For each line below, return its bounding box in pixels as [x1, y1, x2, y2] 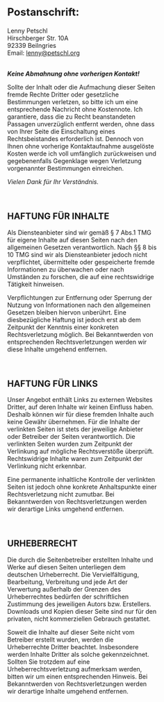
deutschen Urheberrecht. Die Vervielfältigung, [7, 570, 140, 578]
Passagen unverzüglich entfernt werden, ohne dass [7, 119, 155, 128]
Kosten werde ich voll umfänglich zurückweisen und [7, 149, 156, 158]
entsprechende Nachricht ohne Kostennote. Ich [7, 105, 143, 113]
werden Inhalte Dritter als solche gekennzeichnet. [7, 650, 149, 658]
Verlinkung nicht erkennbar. [7, 462, 87, 470]
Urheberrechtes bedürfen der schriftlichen [7, 592, 129, 601]
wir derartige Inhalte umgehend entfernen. [7, 687, 129, 695]
